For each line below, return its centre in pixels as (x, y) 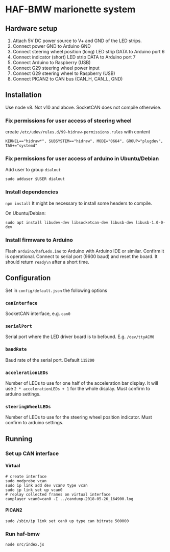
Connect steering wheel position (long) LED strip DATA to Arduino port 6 (89, 52)
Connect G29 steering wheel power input (56, 68)
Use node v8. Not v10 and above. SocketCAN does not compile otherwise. (83, 107)
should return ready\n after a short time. (47, 262)
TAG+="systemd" (21, 146)
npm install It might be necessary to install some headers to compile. (79, 203)
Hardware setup (31, 28)
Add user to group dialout (33, 170)
